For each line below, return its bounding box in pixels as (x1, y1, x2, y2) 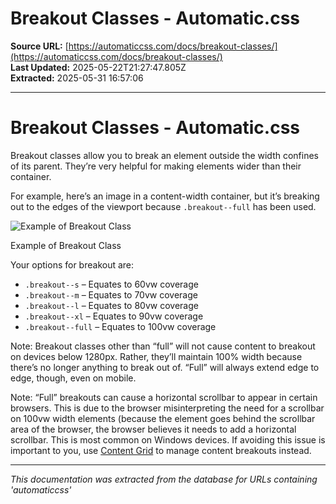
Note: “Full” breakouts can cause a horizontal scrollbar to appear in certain (10, 391, 318, 403)
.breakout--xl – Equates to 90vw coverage (24, 310, 204, 322)
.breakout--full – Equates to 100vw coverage (24, 320, 217, 332)
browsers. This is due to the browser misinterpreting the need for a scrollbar (10, 402, 325, 414)
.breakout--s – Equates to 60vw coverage (24, 278, 199, 290)
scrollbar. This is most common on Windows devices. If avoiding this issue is (10, 433, 326, 446)
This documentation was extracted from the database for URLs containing (10, 473, 318, 485)
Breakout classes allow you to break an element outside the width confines (10, 149, 319, 161)
